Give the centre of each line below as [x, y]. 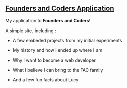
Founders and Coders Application [60, 8]
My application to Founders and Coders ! [48, 20]
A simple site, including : [31, 31]
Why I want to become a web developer [54, 60]
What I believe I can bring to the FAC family [58, 70]
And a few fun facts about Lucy [45, 80]
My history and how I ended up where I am [57, 50]
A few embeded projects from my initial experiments [67, 40]
